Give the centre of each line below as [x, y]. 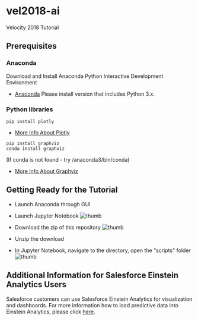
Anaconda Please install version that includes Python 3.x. [85, 94]
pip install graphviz [33, 143]
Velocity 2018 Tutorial [33, 27]
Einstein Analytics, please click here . [51, 311]
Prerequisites [31, 46]
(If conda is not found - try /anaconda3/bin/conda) [68, 159]
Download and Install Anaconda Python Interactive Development [85, 76]
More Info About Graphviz [46, 171]
